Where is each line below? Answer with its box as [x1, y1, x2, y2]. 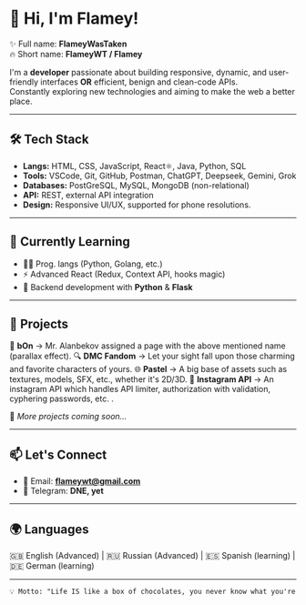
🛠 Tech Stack [9, 132, 89, 147]
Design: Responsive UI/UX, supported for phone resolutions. [22, 199, 251, 210]
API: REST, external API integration [22, 189, 154, 200]
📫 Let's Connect [9, 447, 107, 462]
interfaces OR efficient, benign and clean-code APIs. [40, 76, 239, 87]
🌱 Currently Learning [9, 234, 130, 249]
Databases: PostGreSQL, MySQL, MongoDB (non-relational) [22, 179, 250, 190]
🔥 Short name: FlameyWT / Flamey [9, 48, 143, 59]
